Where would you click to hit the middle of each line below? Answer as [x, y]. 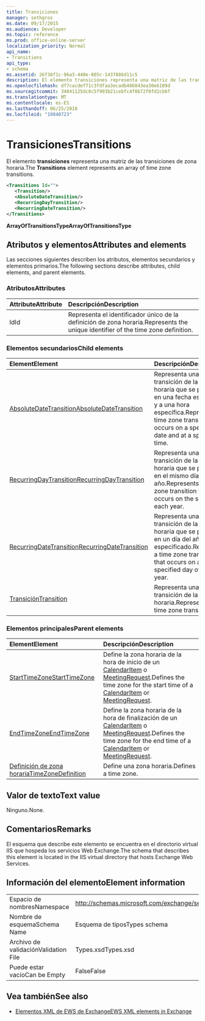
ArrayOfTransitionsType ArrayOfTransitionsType [69, 225]
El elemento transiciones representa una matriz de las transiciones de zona [102, 161]
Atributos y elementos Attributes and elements [96, 245]
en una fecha [173, 397]
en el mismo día [177, 475]
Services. [18, 863]
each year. [169, 506]
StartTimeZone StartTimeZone [52, 678]
